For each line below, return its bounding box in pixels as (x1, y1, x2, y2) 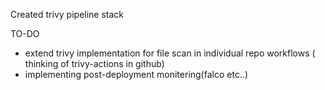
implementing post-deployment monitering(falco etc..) (24, 69, 249, 80)
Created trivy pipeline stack (10, 9, 125, 20)
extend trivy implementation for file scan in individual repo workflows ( (24, 47, 316, 59)
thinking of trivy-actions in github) (24, 58, 165, 69)
